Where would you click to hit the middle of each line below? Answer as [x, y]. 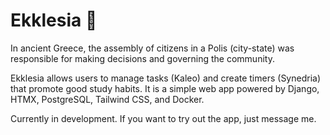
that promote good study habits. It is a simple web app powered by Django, [165, 88]
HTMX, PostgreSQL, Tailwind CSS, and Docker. [107, 99]
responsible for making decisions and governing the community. [142, 58]
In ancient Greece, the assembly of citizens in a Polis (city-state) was [152, 48]
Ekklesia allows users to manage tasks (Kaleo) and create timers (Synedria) [166, 78]
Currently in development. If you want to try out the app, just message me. [163, 118]
